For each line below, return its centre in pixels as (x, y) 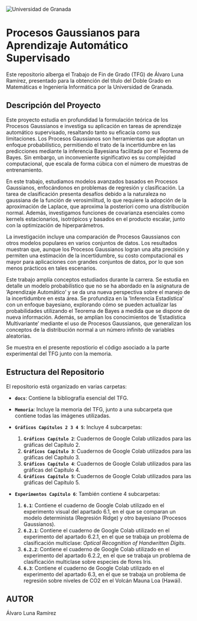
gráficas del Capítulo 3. (52, 457)
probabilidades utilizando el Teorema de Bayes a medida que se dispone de (98, 310)
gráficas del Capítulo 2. (52, 444)
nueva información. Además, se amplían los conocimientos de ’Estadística (96, 317)
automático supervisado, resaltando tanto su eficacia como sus (83, 132)
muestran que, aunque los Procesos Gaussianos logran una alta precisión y (98, 249)
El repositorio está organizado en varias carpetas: (66, 386)
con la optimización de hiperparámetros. (55, 225)
